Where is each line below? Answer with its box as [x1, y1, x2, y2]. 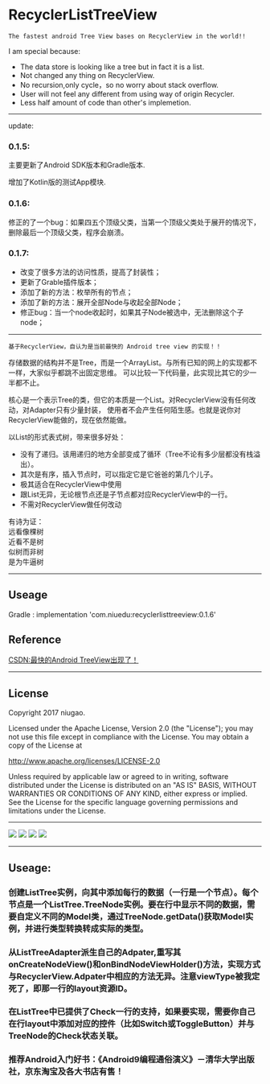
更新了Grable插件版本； [19, 277, 99, 286]
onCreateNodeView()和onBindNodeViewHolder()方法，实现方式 [8, 958, 261, 970]
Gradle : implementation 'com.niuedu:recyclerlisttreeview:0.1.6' [8, 609, 217, 619]
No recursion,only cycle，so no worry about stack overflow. [19, 80, 219, 89]
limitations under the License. [8, 806, 106, 816]
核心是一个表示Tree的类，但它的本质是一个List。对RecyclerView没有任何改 [8, 394, 256, 404]
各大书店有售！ [65, 1066, 125, 1078]
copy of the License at [8, 740, 83, 750]
